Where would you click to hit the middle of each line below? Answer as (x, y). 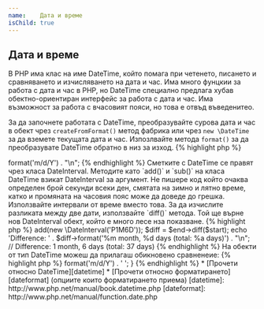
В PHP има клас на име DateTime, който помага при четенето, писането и (132, 74)
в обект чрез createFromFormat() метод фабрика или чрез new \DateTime (129, 131)
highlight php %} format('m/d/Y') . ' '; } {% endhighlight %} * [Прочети (123, 263)
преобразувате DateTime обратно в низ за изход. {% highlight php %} (125, 147)
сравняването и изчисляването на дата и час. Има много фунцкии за (125, 82)
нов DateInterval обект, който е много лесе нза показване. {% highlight (127, 222)
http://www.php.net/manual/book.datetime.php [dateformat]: (107, 289)
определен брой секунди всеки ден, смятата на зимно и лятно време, (127, 188)
